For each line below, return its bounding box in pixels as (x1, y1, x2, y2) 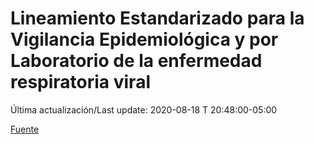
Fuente (10, 123, 40, 135)
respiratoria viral (10, 71, 151, 94)
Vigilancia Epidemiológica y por (10, 28, 279, 51)
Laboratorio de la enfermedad (10, 50, 263, 72)
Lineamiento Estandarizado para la (10, 7, 305, 30)
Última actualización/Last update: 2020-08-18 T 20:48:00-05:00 (10, 103, 278, 116)
